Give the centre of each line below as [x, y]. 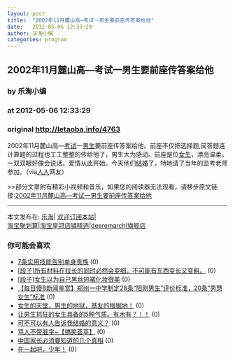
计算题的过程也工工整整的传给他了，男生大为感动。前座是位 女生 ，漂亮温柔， [117, 154]
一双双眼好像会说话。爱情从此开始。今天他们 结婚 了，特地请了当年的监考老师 [117, 163]
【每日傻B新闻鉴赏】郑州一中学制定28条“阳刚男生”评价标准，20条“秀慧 [120, 288]
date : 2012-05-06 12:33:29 [50, 27]
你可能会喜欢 [29, 245]
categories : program [37, 40]
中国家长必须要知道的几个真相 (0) [65, 340]
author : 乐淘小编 [30, 33]
